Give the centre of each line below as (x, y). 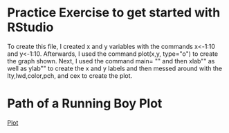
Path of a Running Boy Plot (85, 104)
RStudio (30, 27)
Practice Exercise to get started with (114, 13)
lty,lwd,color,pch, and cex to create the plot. (70, 75)
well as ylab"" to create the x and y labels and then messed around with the (115, 68)
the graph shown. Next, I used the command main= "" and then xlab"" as (111, 61)
